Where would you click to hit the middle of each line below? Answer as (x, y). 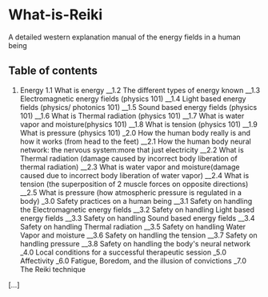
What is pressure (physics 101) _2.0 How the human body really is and (135, 132)
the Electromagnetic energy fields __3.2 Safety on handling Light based (137, 210)
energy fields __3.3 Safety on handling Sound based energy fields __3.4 (137, 218)
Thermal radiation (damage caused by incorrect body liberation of (128, 158)
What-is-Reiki (56, 15)
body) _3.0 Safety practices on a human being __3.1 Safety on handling (136, 201)
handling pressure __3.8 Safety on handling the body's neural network (135, 243)
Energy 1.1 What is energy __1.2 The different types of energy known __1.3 (140, 90)
